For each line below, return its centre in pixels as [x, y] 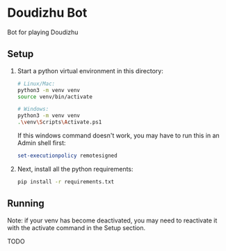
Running [26, 204]
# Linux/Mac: [36, 84]
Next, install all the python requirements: [75, 169]
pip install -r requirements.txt [66, 182]
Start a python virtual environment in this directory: [90, 70]
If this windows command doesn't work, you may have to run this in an [119, 135]
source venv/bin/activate [55, 97]
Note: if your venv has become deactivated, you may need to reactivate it [112, 220]
